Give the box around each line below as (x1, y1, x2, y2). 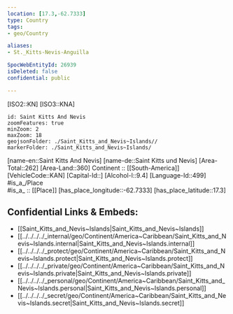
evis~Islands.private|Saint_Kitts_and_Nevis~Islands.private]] (17, 269, 192, 278)
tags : (7, 23, 23, 30)
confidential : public (7, 74, 71, 81)
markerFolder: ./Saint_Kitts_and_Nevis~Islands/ (7, 144, 152, 151)
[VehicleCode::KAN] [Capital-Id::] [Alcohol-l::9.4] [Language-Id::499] (7, 171, 206, 179)
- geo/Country (7, 29, 49, 37)
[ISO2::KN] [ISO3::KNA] (7, 99, 76, 108)
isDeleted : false (7, 68, 58, 75)
